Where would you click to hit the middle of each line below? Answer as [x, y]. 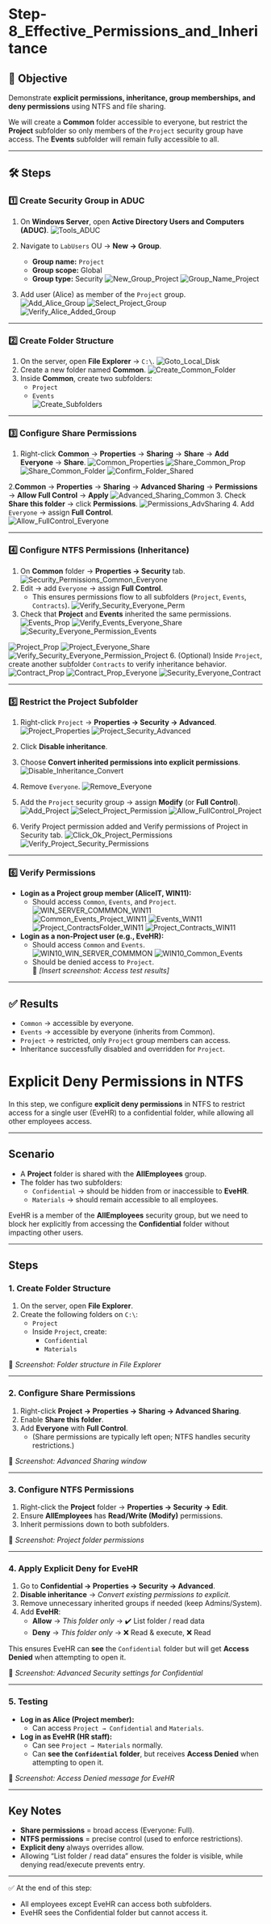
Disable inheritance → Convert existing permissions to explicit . [125, 1595]
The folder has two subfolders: [71, 1182]
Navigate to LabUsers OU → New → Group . [91, 246]
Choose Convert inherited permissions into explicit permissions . [130, 762]
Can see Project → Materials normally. [97, 1745]
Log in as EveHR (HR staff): [66, 1736]
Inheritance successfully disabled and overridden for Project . [123, 1049]
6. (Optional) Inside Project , [216, 655]
